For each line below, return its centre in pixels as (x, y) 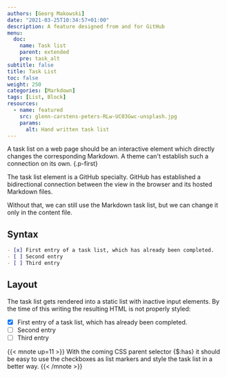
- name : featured (38, 110)
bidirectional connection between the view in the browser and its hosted (110, 185)
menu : (15, 33)
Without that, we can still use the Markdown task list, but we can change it (113, 205)
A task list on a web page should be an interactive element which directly (111, 149)
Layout (22, 285)
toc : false (23, 78)
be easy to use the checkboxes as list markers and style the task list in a (110, 359)
